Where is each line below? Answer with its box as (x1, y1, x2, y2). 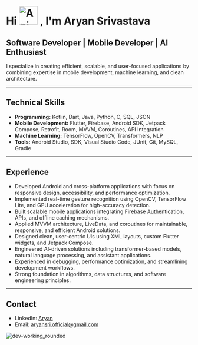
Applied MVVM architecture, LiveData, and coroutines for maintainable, (14, 220, 188, 227)
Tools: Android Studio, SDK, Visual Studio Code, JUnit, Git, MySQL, (14, 138, 179, 145)
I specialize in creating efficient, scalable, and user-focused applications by (6, 62, 190, 69)
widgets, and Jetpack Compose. (14, 239, 94, 246)
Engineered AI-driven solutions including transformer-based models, (14, 245, 181, 253)
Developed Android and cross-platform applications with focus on (14, 183, 175, 190)
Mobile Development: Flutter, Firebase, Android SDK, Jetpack (14, 120, 166, 127)
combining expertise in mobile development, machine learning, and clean (6, 69, 184, 76)
